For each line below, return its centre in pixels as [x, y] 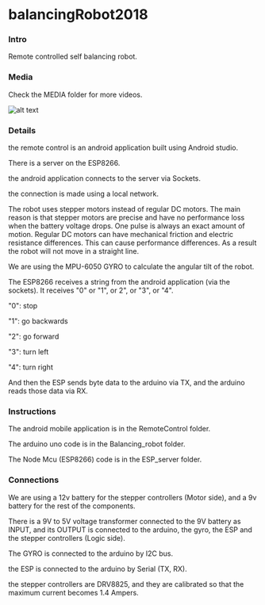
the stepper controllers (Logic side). [67, 538]
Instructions [33, 412]
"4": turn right [31, 367]
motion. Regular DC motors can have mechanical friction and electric [121, 235]
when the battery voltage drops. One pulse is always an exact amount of [127, 226]
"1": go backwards [38, 321]
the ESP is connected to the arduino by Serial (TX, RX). [98, 569]
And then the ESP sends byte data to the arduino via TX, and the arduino [127, 383]
